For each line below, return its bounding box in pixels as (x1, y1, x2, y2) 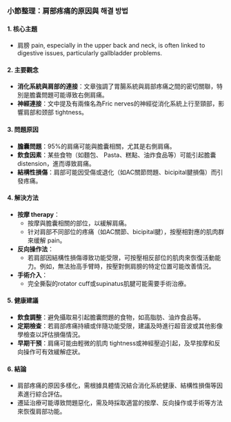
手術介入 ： (17, 271, 48, 279)
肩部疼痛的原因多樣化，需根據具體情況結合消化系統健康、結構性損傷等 (17, 381, 217, 390)
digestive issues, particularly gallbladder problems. (17, 49, 163, 57)
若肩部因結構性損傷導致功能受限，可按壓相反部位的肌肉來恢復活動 (27, 253, 215, 262)
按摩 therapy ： (17, 210, 60, 218)
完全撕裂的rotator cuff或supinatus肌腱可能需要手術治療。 (27, 279, 190, 287)
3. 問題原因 (7, 125, 39, 133)
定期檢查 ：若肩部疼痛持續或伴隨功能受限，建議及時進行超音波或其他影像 (17, 321, 223, 329)
